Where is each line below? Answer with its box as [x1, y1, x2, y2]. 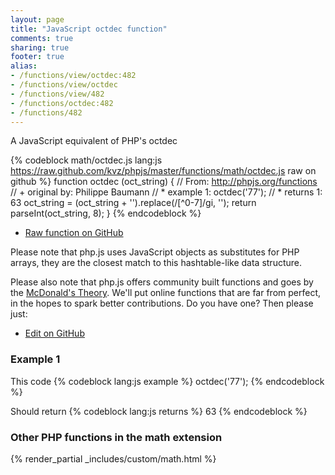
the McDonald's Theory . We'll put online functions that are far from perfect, [10, 287, 322, 299]
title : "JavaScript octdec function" [10, 24, 168, 34]
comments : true [10, 33, 74, 43]
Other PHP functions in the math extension [10, 430, 223, 444]
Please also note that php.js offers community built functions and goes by [10, 276, 314, 288]
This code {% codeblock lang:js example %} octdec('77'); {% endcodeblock [10, 375, 325, 387]
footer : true [10, 52, 65, 62]
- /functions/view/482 [10, 89, 105, 99]
